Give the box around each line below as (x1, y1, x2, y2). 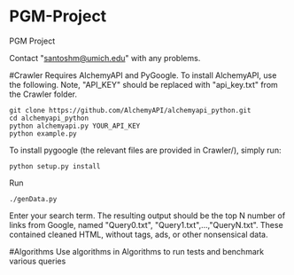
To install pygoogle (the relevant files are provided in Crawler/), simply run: (9, 145, 282, 155)
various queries (9, 255, 66, 266)
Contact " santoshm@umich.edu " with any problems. (9, 52, 201, 63)
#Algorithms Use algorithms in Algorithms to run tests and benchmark (9, 246, 264, 256)
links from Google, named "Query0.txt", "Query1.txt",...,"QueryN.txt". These (9, 219, 283, 230)
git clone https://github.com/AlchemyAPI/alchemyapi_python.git (9, 106, 251, 114)
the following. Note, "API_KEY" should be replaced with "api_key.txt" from (9, 79, 279, 90)
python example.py (9, 129, 77, 138)
